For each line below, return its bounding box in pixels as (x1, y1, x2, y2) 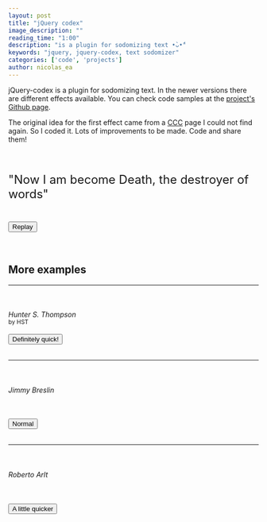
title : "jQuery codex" (8, 19, 83, 27)
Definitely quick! (12, 335, 60, 344)
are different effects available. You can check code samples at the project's (8, 93, 256, 103)
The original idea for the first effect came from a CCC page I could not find (8, 117, 253, 127)
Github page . (8, 102, 51, 111)
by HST (8, 318, 29, 326)
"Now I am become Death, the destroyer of (8, 172, 249, 187)
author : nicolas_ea (8, 64, 73, 72)
